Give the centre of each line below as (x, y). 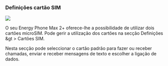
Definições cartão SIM (33, 8)
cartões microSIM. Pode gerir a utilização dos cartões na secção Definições (84, 33)
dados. (12, 59)
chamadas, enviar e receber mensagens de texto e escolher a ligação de (81, 54)
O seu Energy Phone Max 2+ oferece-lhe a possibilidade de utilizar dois (80, 28)
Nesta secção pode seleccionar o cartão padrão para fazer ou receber (79, 48)
